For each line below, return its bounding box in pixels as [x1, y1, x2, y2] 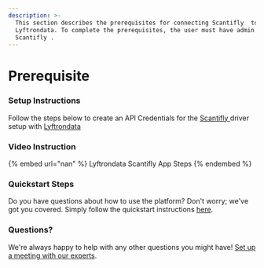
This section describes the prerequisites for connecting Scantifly [15, 19, 244, 27]
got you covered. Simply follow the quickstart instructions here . [8, 205, 214, 215]
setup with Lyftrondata [8, 121, 81, 130]
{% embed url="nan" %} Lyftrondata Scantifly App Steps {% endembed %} [8, 159, 252, 169]
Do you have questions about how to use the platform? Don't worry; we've [8, 196, 249, 206]
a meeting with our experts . [8, 251, 97, 260]
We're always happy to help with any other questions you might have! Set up [8, 242, 256, 251]
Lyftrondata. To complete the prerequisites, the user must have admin [15, 26, 255, 34]
